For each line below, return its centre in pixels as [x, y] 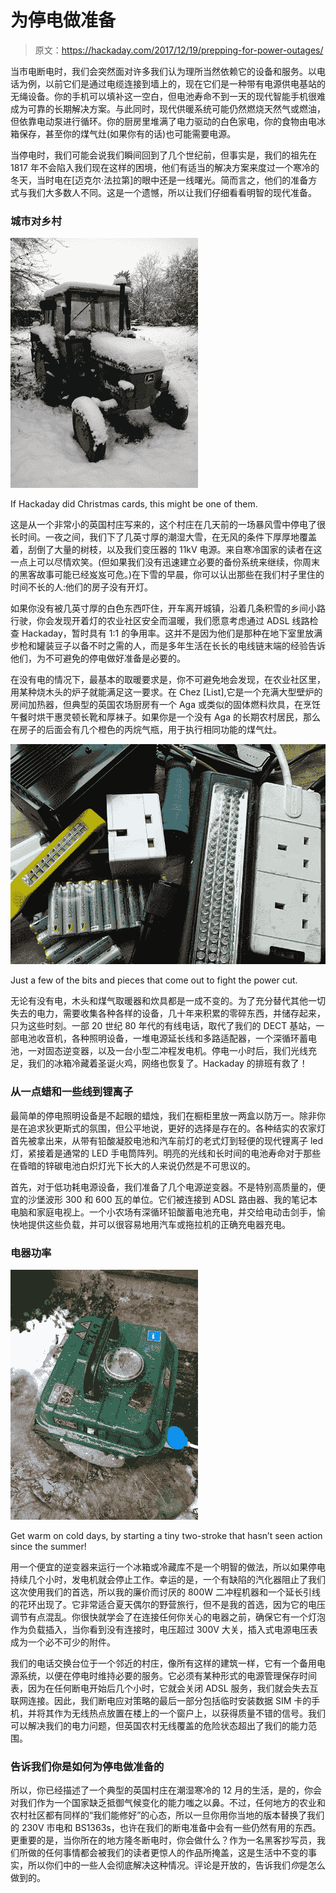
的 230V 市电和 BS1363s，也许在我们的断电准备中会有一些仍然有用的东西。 [166, 1828]
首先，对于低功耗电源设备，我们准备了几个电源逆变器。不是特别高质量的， [163, 1187]
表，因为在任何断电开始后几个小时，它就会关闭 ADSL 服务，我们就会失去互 [164, 1688]
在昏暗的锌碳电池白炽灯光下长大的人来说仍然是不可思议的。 [133, 1165]
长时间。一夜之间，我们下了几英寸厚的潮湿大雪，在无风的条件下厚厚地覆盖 [163, 537]
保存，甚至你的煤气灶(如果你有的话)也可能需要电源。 [127, 133]
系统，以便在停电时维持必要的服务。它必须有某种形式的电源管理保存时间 [167, 1675]
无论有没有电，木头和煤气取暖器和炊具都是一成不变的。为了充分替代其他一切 [168, 1001]
